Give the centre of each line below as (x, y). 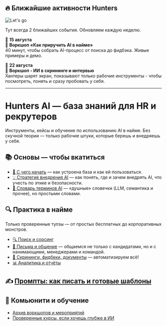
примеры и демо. (24, 55)
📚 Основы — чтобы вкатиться (55, 158)
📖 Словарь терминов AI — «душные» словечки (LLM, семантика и (83, 188)
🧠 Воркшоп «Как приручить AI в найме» (49, 45)
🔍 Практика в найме (39, 209)
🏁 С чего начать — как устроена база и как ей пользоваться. (77, 172)
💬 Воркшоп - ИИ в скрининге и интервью (50, 70)
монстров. (16, 230)
